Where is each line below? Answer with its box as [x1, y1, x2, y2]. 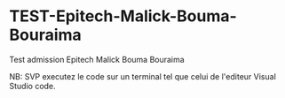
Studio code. [9, 80, 56, 91]
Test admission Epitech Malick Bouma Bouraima [9, 54, 185, 64]
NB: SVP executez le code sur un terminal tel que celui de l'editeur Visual [9, 71, 277, 81]
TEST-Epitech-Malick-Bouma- [9, 6, 237, 26]
